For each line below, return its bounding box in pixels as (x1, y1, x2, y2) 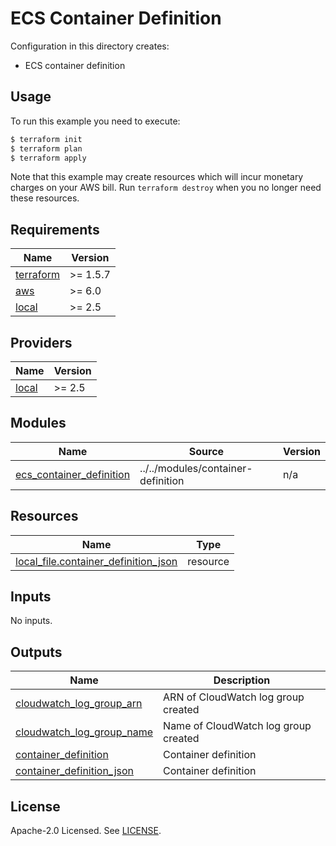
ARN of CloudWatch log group (163, 690, 305, 704)
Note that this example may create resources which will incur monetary (10, 171, 304, 183)
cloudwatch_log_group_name (15, 725, 154, 739)
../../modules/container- (139, 461, 253, 475)
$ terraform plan (10, 143, 83, 154)
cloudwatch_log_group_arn (15, 697, 143, 711)
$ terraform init (10, 134, 83, 144)
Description (213, 673, 271, 687)
